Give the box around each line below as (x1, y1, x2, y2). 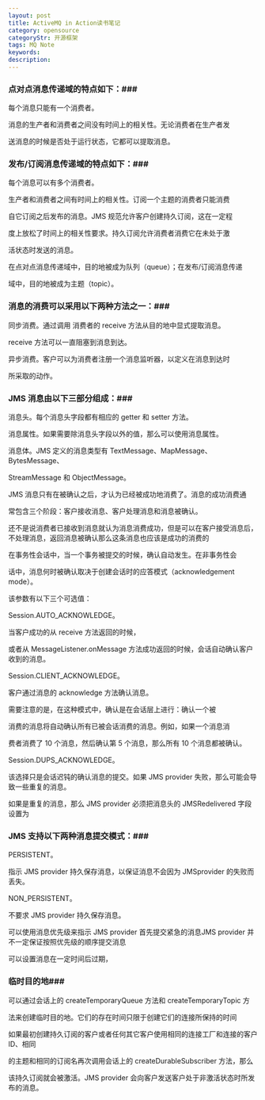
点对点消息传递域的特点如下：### (8, 83, 138, 94)
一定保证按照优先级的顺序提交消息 (14, 937, 127, 947)
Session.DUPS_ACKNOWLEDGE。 (8, 755, 119, 765)
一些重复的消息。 (14, 782, 71, 791)
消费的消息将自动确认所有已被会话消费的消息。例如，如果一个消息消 (8, 722, 230, 731)
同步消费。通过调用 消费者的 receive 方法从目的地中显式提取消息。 (8, 320, 225, 330)
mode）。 (8, 577, 38, 587)
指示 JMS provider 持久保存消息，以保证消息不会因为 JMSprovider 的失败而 (8, 867, 255, 876)
